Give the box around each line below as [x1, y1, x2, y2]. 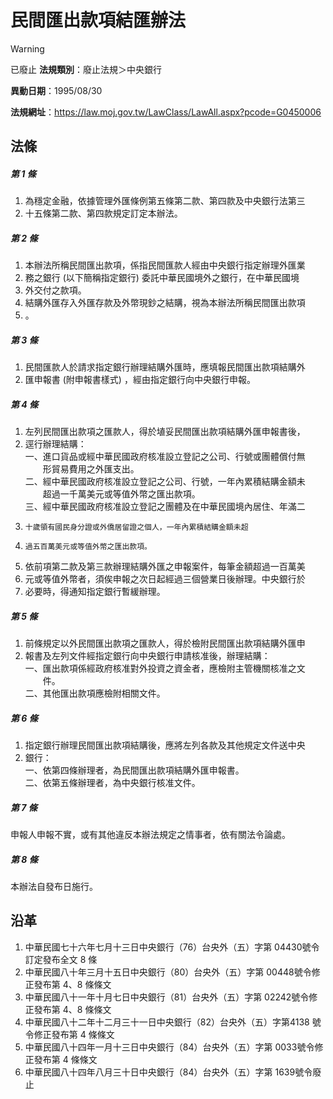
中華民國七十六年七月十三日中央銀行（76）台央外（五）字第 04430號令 [24, 941, 320, 953]
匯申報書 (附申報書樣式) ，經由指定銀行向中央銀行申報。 [24, 374, 256, 386]
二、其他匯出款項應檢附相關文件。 [24, 687, 166, 700]
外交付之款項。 [24, 284, 87, 296]
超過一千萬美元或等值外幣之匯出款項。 [42, 488, 201, 500]
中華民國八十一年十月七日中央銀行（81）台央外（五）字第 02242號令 [24, 991, 310, 1003]
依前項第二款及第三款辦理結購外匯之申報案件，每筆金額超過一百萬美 [24, 561, 306, 573]
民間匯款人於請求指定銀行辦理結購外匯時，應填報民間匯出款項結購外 [24, 361, 306, 373]
